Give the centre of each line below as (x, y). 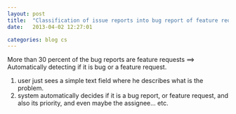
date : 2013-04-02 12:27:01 (50, 27)
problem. (31, 88)
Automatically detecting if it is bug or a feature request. (87, 67)
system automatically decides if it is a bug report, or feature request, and (123, 96)
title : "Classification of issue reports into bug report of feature (113, 20)
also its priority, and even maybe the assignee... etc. (93, 103)
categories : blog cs (38, 39)
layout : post (26, 14)
